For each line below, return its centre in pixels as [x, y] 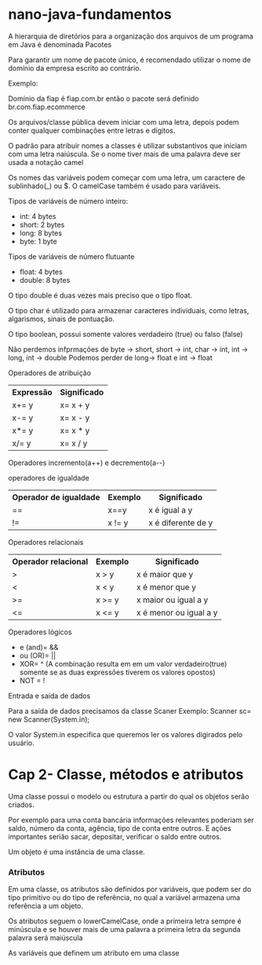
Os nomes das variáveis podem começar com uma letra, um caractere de [127, 177]
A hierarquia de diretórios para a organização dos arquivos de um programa [131, 36]
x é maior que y [165, 574]
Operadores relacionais [46, 542]
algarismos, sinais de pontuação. [62, 319]
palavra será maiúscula [45, 938]
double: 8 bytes [45, 280]
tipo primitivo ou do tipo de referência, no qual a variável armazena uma [124, 897]
